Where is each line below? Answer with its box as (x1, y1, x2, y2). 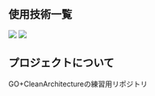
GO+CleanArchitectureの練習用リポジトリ (8, 79, 148, 89)
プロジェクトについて (8, 56, 115, 70)
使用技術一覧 (8, 7, 73, 22)
